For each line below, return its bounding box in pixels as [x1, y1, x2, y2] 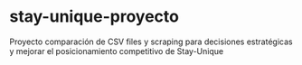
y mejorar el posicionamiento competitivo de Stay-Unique [9, 45, 224, 56]
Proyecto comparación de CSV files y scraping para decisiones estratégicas [9, 36, 293, 47]
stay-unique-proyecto [9, 6, 179, 27]
